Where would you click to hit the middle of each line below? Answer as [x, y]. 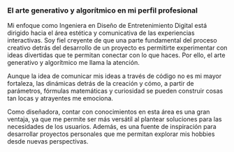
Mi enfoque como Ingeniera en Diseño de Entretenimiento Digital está [107, 26]
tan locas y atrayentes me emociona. [60, 98]
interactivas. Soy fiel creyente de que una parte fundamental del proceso [112, 40]
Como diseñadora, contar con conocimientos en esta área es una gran [109, 112]
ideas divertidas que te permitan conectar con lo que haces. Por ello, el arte [116, 55]
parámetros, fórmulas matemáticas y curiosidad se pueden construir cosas [115, 91]
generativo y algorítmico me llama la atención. [73, 63]
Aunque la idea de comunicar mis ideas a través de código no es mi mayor [115, 76]
